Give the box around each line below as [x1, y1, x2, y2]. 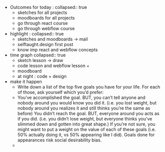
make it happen [10, 78, 43, 84]
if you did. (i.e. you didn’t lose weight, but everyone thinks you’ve [17, 116, 152, 121]
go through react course [17, 20, 68, 26]
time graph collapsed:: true [10, 52, 66, 58]
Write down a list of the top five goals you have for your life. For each [17, 84, 160, 89]
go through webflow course [17, 25, 75, 31]
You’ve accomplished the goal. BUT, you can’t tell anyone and [17, 94, 145, 100]
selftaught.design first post [17, 41, 74, 47]
